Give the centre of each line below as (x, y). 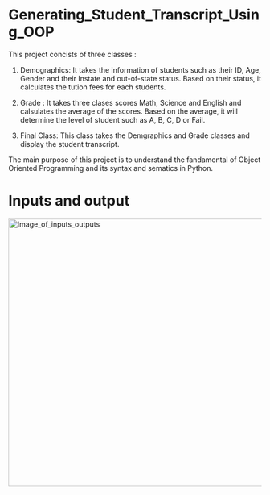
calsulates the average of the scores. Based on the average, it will (129, 111)
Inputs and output (69, 201)
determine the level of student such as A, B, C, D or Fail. (112, 119)
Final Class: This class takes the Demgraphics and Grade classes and (135, 135)
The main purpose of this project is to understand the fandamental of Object (135, 160)
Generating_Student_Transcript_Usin (134, 15)
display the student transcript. (70, 144)
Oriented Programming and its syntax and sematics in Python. (111, 168)
